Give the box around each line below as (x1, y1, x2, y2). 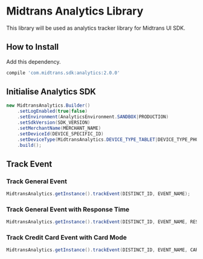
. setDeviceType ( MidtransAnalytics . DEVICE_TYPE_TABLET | (17, 136, 158, 143)
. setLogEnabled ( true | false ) (17, 108, 88, 115)
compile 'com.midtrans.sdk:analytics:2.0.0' (6, 70, 120, 76)
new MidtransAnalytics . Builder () (6, 103, 91, 109)
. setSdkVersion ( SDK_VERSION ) (17, 119, 91, 126)
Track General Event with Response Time (6, 205, 130, 214)
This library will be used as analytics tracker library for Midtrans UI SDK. (6, 24, 185, 32)
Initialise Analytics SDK (6, 87, 97, 97)
